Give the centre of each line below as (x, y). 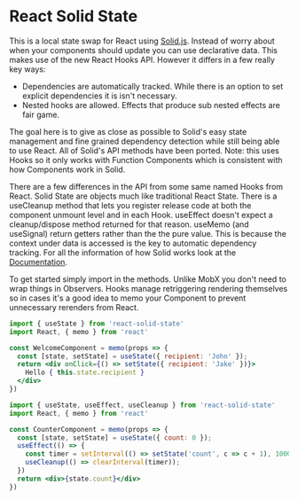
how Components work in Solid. (67, 169)
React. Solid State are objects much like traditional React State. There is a (143, 196)
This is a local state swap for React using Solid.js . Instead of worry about (142, 41)
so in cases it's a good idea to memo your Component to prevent (128, 298)
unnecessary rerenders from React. (74, 307)
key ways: (27, 69)
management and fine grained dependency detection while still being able (145, 141)
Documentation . (39, 262)
